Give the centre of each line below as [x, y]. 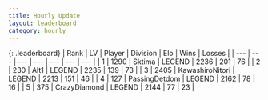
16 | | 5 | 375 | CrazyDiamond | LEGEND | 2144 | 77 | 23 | [101, 87]
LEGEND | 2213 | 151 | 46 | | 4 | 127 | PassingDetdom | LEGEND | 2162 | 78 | [132, 79]
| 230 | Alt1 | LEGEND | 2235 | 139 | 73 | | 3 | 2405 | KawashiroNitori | [122, 70]
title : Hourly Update [44, 16]
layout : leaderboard [43, 23]
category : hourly [37, 30]
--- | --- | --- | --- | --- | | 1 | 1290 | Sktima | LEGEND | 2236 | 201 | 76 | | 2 [139, 62]
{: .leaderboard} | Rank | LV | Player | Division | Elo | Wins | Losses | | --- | [129, 54]
